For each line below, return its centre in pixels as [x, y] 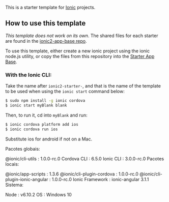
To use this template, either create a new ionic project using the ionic [78, 51]
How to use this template [46, 23]
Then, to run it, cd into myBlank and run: [46, 115]
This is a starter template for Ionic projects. [50, 7]
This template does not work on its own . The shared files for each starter [82, 36]
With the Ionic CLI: [29, 75]
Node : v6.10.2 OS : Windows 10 [39, 194]
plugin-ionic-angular [27, 179]
